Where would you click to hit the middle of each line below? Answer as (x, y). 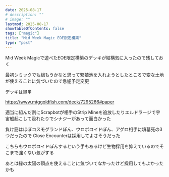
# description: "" (24, 15)
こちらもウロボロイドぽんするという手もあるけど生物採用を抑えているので (82, 146)
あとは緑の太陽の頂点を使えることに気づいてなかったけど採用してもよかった (84, 163)
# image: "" (18, 19)
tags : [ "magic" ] (22, 33)
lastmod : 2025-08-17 (27, 24)
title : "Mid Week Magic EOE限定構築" (43, 38)
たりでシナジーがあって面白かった (75, 119)
